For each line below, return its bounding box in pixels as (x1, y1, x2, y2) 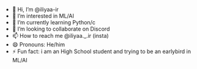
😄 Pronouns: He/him (12, 41, 65, 48)
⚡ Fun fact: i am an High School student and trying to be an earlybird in (12, 48, 191, 55)
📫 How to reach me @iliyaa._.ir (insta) (12, 32, 109, 39)
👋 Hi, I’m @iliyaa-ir (12, 6, 59, 13)
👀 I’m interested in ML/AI (12, 12, 75, 20)
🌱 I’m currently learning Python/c (12, 19, 96, 26)
